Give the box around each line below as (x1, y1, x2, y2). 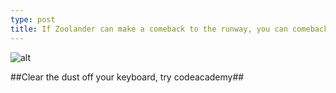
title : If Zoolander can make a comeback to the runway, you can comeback (10, 24, 329, 34)
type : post (10, 14, 56, 25)
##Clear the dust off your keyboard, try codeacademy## (10, 71, 245, 83)
